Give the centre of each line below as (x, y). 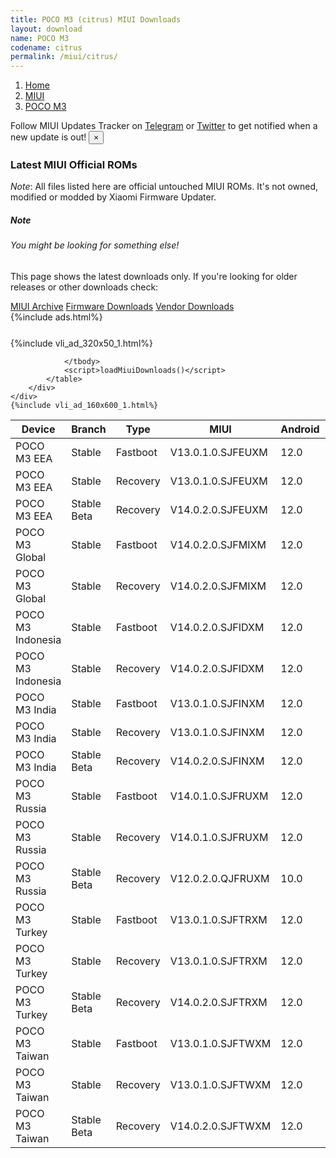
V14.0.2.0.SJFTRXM (218, 1002)
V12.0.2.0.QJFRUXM (219, 878)
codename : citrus (46, 47)
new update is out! (48, 137)
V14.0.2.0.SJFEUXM (218, 509)
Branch (89, 429)
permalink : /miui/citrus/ (64, 57)
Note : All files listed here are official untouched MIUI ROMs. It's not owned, (164, 187)
